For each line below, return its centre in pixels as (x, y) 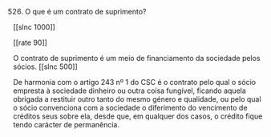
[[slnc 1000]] (34, 27)
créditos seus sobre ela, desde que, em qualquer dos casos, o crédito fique (138, 116)
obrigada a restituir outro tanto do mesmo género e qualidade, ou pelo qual (137, 99)
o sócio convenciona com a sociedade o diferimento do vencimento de (130, 108)
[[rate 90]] (30, 42)
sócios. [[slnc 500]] (46, 66)
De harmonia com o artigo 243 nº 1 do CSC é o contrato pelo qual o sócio (134, 82)
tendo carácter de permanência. (66, 125)
